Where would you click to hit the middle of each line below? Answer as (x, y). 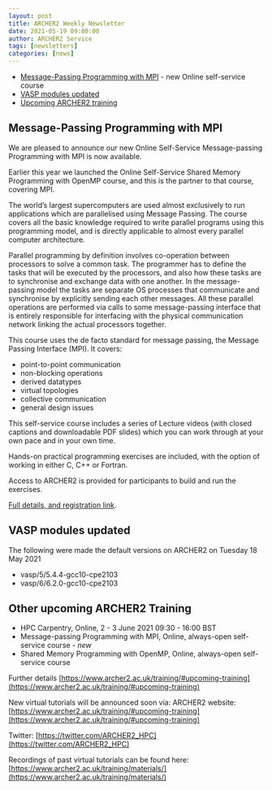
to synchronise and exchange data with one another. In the (107, 281)
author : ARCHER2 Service (50, 39)
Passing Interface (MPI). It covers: (65, 348)
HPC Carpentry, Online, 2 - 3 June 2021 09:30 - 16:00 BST (118, 628)
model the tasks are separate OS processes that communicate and (148, 290)
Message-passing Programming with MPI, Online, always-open (126, 637)
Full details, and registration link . (63, 505)
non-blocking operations (61, 373)
